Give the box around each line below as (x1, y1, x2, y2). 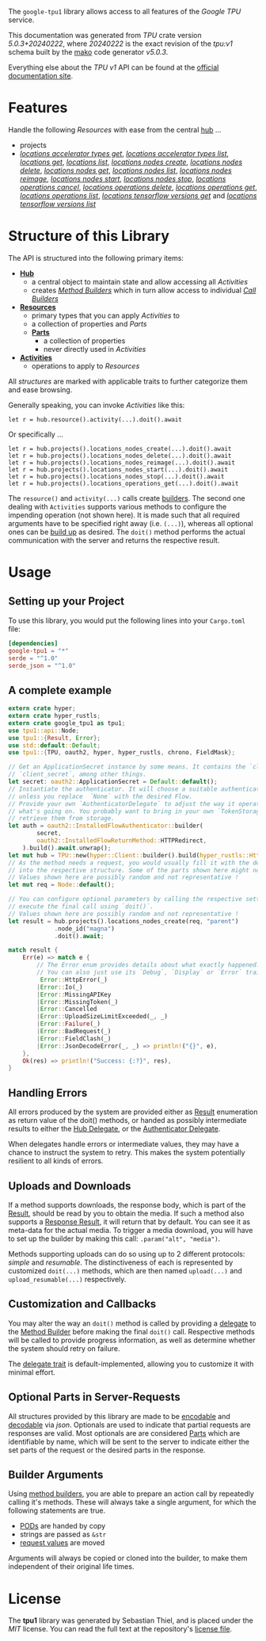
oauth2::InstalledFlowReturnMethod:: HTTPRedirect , (36, 837, 207, 845)
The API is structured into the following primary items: (8, 253, 184, 262)
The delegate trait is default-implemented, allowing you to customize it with (8, 1359, 254, 1368)
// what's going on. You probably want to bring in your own (8, 807, 215, 815)
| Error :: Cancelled (36, 1006, 97, 1013)
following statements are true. (8, 1506, 106, 1516)
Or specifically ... (8, 429, 63, 439)
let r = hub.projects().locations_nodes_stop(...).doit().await (8, 472, 225, 480)
